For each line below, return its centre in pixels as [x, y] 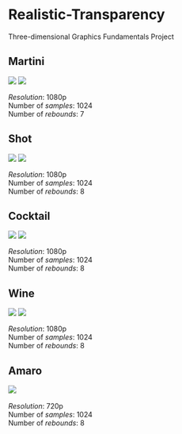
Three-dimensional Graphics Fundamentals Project [91, 36]
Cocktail [29, 216]
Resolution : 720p [36, 406]
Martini [27, 61]
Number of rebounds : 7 [46, 113]
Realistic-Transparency [87, 15]
